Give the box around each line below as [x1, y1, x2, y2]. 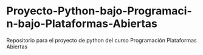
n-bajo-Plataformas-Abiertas [6, 17, 158, 30]
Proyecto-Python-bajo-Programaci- [6, 4, 193, 18]
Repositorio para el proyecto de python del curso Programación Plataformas [6, 36, 197, 44]
